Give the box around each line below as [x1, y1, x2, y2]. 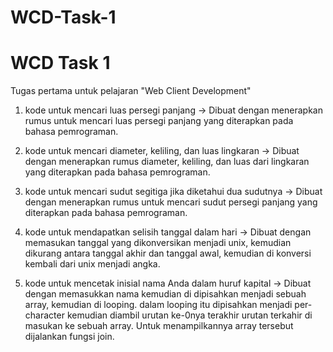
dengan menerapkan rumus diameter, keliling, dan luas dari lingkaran [24, 156, 310, 168]
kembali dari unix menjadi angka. [24, 258, 161, 270]
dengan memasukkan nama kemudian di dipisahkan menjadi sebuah [24, 288, 307, 300]
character [24, 309, 65, 321]
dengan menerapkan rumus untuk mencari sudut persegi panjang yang [24, 196, 318, 208]
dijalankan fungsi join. [24, 331, 115, 343]
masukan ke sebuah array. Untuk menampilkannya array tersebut [24, 320, 294, 332]
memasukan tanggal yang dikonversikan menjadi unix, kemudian [24, 237, 292, 249]
